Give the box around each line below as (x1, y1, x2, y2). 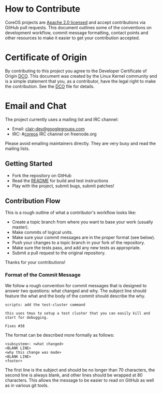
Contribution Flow (5, 197, 60, 205)
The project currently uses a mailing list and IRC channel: (5, 116, 119, 122)
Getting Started (5, 160, 53, 168)
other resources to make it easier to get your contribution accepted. (5, 35, 140, 41)
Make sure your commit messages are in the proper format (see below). (12, 234, 156, 241)
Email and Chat (5, 100, 67, 112)
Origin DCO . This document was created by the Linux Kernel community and (5, 73, 157, 79)
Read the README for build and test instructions (12, 178, 109, 183)
